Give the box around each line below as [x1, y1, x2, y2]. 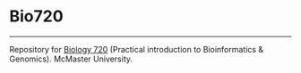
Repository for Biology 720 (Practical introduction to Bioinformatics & [9, 44, 264, 54]
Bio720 [9, 6, 64, 27]
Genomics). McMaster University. [9, 53, 133, 64]
